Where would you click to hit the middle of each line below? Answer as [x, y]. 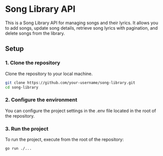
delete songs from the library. [35, 33]
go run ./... [18, 148]
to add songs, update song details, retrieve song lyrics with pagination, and [81, 28]
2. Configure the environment [41, 100]
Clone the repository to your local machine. [49, 74]
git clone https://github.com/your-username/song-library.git [70, 82]
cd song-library [22, 87]
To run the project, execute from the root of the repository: [65, 139]
